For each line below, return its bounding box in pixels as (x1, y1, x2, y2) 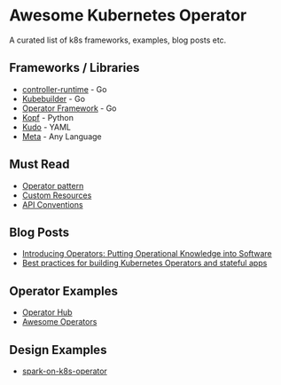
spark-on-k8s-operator (21, 365, 108, 376)
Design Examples (9, 342, 107, 357)
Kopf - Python (21, 112, 74, 122)
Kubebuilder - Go (21, 93, 86, 104)
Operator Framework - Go (21, 103, 117, 114)
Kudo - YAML (21, 122, 71, 132)
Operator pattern (21, 180, 84, 191)
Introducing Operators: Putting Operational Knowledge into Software (21, 248, 272, 259)
